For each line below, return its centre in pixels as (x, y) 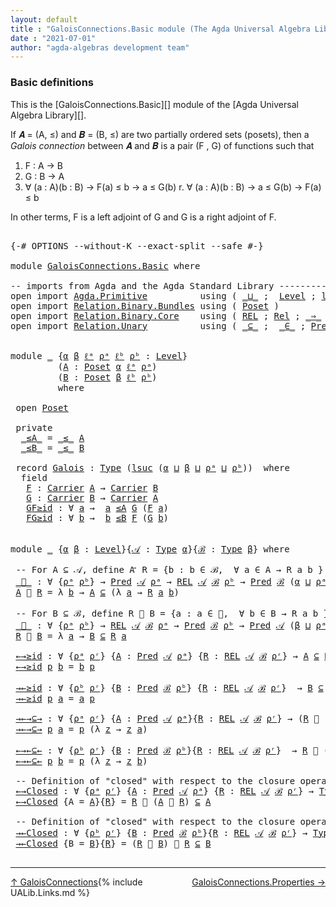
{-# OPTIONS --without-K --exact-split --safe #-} (137, 245)
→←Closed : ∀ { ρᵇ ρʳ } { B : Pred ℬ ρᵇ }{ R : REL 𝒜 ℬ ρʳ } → (161, 832)
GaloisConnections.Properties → (258, 882)
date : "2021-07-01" (53, 38)
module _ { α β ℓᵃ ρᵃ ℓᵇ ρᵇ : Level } (99, 355)
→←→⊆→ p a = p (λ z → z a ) (81, 729)
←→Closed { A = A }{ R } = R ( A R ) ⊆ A (113, 801)
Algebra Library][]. (48, 115)
